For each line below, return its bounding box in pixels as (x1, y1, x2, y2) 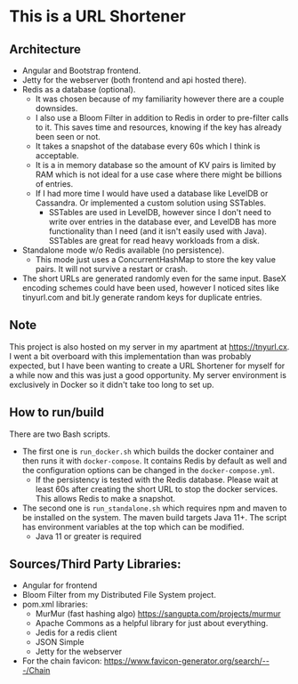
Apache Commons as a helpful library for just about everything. (35, 618, 269, 629)
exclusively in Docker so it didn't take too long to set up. (9, 379, 215, 390)
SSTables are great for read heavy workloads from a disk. (48, 236, 261, 245)
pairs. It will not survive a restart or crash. (35, 264, 189, 274)
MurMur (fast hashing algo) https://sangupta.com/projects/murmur (35, 608, 282, 619)
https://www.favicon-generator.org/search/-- (103, 656, 270, 666)
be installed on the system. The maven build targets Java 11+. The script (21, 511, 287, 522)
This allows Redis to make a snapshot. (35, 493, 176, 503)
